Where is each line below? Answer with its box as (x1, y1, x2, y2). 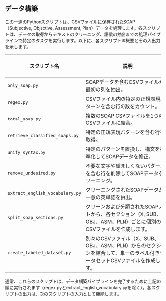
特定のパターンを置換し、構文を (85, 145, 160, 152)
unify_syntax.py (7, 149, 46, 155)
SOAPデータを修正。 (105, 153, 154, 160)
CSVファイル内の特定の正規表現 (85, 95, 161, 102)
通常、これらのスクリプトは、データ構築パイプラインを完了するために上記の (5, 278, 161, 284)
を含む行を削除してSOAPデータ (85, 170, 159, 177)
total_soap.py (7, 116, 41, 121)
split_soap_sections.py (7, 215, 64, 220)
